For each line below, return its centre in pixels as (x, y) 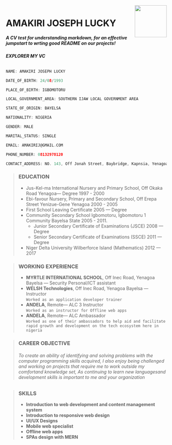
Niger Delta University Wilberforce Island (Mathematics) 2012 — (93, 248)
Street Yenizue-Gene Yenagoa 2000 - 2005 (72, 204)
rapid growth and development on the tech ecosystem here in (92, 326)
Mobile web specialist (50, 426)
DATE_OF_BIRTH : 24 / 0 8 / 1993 (34, 81)
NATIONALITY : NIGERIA (29, 118)
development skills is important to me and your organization (81, 377)
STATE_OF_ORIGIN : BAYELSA (33, 108)
